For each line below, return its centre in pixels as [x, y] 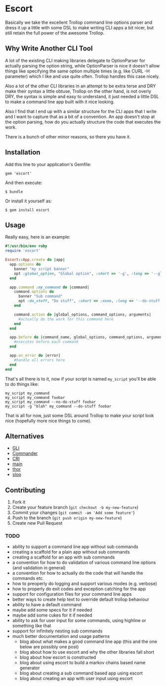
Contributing [25, 490]
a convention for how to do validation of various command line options [84, 562]
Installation [23, 153]
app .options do [25, 264]
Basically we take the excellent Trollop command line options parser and [79, 22]
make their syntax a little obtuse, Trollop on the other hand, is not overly [78, 91]
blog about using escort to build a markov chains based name [83, 663]
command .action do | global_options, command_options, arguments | [83, 314]
